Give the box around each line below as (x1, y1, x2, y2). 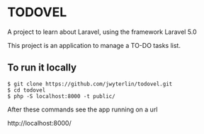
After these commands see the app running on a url (7, 105, 158, 114)
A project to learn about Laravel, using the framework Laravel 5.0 (7, 28, 197, 36)
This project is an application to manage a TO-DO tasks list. (7, 41, 181, 49)
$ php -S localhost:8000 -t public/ (7, 92, 115, 99)
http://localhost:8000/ (7, 118, 72, 127)
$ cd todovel (7, 86, 46, 94)
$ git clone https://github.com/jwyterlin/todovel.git (7, 80, 173, 87)
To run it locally (7, 61, 76, 74)
